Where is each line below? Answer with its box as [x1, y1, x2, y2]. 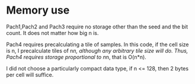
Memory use [6, 4, 70, 17]
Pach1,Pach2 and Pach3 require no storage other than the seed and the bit [6, 23, 188, 30]
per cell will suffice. [6, 71, 54, 78]
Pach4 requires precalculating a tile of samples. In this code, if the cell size [6, 41, 189, 48]
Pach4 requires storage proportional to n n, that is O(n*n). [6, 53, 146, 60]
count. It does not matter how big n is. [6, 29, 99, 36]
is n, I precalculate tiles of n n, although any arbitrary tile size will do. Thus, [6, 47, 188, 54]
